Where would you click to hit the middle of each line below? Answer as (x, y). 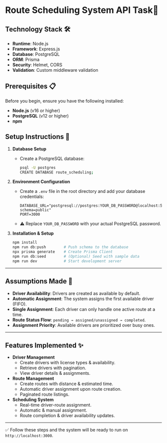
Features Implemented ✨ (44, 345)
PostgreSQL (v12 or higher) (41, 116)
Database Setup (29, 148)
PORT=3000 (30, 215)
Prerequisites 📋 (31, 86)
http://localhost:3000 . (29, 436)
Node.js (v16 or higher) (36, 110)
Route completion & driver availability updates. (67, 416)
